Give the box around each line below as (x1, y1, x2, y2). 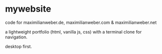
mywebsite (5, 3, 52, 15)
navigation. (5, 34, 28, 40)
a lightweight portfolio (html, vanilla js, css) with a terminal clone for (5, 29, 142, 35)
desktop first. (5, 43, 32, 49)
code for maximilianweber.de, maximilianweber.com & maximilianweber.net (5, 19, 157, 25)
